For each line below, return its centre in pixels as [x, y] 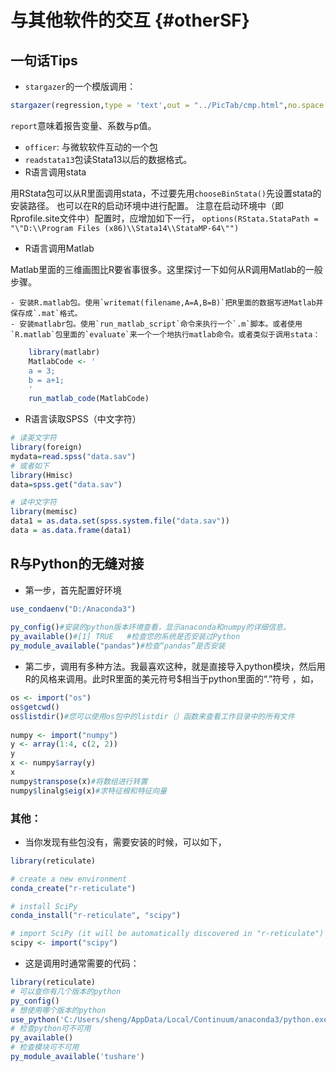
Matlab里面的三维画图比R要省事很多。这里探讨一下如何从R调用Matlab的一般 [166, 269]
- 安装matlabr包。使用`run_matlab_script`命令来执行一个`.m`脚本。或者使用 [156, 324]
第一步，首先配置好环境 [73, 590]
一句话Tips [44, 60]
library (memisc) [44, 512]
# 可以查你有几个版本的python [66, 991]
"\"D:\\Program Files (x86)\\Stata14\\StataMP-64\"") [125, 228]
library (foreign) [46, 447]
